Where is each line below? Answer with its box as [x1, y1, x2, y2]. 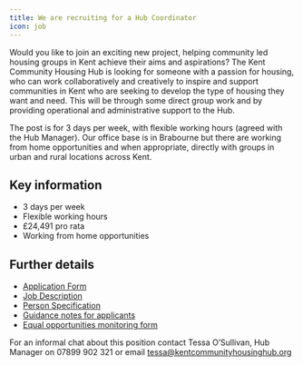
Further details [9, 256, 95, 272]
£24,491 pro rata [22, 221, 85, 232]
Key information [9, 177, 103, 193]
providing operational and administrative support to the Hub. [9, 104, 236, 115]
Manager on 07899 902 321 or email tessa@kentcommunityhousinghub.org [9, 347, 292, 358]
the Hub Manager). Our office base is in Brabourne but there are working [9, 132, 282, 143]
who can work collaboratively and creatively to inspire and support [9, 75, 259, 86]
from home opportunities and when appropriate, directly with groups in [9, 142, 275, 153]
